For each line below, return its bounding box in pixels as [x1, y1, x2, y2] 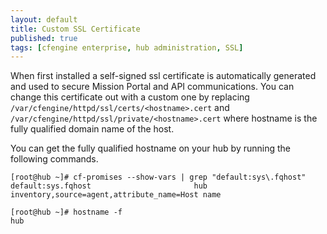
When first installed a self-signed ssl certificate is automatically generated [10, 70, 317, 82]
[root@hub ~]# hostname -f [10, 207, 123, 218]
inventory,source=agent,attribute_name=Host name [10, 190, 222, 200]
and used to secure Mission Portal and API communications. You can [10, 81, 295, 93]
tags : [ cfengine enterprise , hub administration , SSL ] [10, 42, 244, 53]
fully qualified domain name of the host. [10, 123, 175, 135]
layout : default [10, 14, 78, 25]
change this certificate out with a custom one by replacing [10, 91, 250, 103]
